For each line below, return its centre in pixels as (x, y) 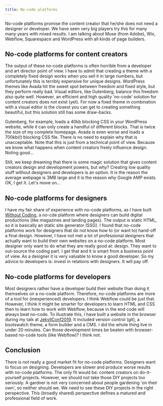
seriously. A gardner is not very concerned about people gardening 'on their (81, 383)
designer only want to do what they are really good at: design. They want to (81, 246)
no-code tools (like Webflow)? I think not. (60, 335)
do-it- (145, 372)
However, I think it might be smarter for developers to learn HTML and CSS (80, 304)
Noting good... (19, 153)
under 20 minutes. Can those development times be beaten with (69, 330)
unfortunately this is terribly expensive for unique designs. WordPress (75, 81)
